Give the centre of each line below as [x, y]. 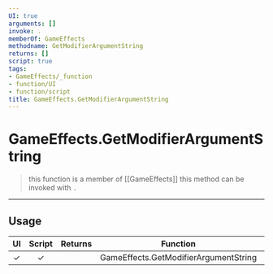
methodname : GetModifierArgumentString [76, 46]
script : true [30, 62]
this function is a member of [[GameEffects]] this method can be [136, 179]
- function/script [39, 91]
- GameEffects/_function [50, 76]
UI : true [23, 16]
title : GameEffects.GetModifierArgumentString [89, 99]
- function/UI [32, 84]
